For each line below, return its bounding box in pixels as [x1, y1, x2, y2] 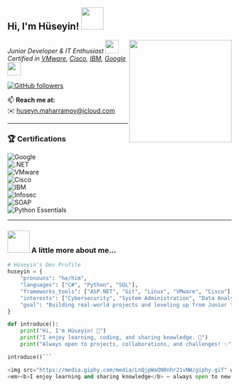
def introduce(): [7, 321, 59, 328]
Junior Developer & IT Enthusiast [7, 46, 105, 55]
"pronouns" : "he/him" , [20, 275, 87, 282]
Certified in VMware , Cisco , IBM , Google [7, 54, 126, 63]
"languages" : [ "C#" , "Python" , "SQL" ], [20, 282, 139, 289]
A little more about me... [31, 245, 117, 255]
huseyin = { [7, 268, 43, 275]
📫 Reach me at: [7, 96, 55, 104]
